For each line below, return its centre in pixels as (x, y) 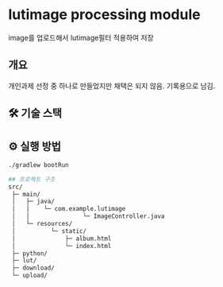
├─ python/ (29, 253)
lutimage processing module (104, 15)
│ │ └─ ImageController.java (88, 216)
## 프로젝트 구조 (32, 179)
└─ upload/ (29, 276)
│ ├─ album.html (62, 239)
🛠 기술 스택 (35, 113)
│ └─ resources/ (42, 224)
